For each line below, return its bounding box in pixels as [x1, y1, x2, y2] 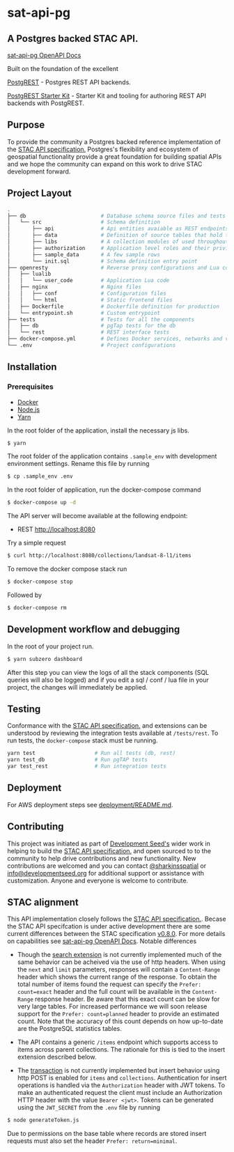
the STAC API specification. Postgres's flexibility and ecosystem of [7, 145, 198, 153]
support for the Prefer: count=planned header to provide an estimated [17, 1010, 219, 1018]
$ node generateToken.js [7, 1116, 79, 1124]
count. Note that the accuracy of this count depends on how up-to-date [17, 1017, 224, 1025]
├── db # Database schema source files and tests [7, 212, 226, 219]
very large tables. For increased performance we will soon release [17, 1002, 208, 1011]
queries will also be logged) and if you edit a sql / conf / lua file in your [7, 676, 209, 684]
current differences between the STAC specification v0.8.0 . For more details [7, 930, 226, 938]
